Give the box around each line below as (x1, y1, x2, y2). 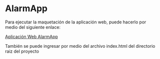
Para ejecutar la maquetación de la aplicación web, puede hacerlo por (5, 19, 146, 25)
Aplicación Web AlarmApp (5, 34, 58, 39)
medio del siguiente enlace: (5, 24, 61, 30)
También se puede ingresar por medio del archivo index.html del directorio (5, 43, 156, 49)
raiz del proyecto (5, 48, 39, 54)
